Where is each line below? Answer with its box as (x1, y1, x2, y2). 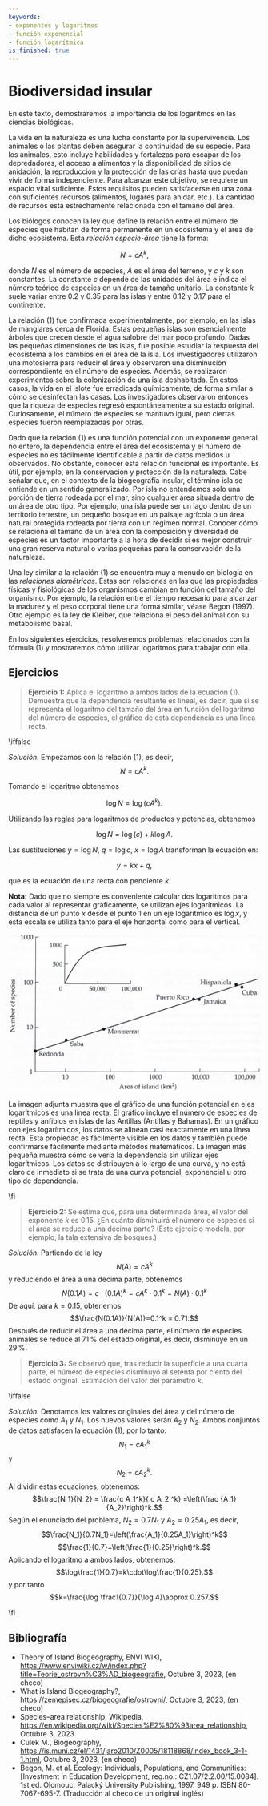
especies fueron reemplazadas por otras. (8, 417, 144, 427)
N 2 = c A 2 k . (116, 1466, 153, 1479)
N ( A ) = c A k (115, 1261, 154, 1272)
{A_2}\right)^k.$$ (106, 1502, 163, 1513)
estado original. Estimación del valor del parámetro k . (27, 1375, 204, 1385)
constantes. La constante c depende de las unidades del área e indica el (8, 274, 247, 284)
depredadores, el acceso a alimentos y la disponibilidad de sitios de (8, 159, 232, 168)
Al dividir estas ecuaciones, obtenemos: (8, 1482, 140, 1491)
